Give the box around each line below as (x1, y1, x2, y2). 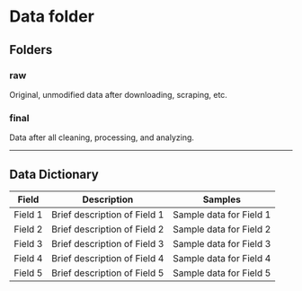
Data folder (9, 6, 94, 27)
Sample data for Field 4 (172, 251, 271, 264)
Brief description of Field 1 (51, 208, 164, 221)
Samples (202, 193, 241, 206)
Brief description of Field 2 (51, 223, 164, 235)
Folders (9, 42, 53, 57)
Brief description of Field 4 (51, 251, 164, 264)
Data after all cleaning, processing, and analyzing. (9, 132, 195, 143)
